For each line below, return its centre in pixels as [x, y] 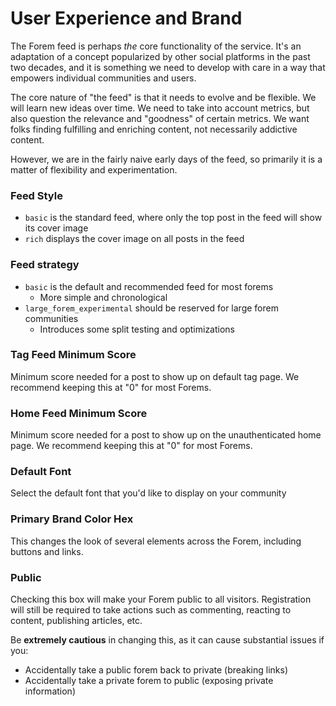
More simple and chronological [103, 297]
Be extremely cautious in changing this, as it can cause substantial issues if [167, 640]
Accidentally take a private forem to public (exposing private [149, 681]
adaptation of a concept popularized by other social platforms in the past [160, 56]
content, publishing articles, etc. [76, 621]
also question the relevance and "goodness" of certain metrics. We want [160, 118]
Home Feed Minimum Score [79, 413]
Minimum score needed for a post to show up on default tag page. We [155, 376]
